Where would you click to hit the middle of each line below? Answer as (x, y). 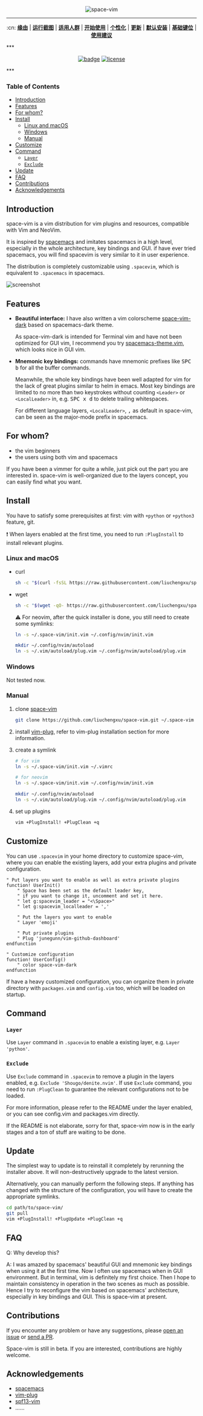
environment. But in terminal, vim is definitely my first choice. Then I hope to (101, 1277)
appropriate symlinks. (33, 1197)
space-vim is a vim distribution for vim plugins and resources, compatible (98, 224)
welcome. (18, 1355)
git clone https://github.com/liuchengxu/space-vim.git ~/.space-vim (105, 720)
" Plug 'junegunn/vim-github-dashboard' (69, 938)
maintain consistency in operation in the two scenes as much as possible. (98, 1284)
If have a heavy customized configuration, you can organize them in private (100, 981)
